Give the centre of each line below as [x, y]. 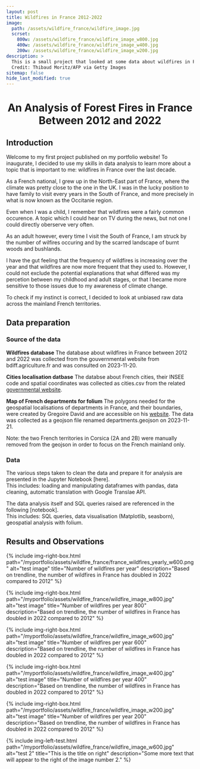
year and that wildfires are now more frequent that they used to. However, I [98, 267]
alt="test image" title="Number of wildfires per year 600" [76, 642]
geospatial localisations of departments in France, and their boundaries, [94, 408]
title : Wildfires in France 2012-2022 [54, 17]
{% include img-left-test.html [42, 740]
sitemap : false [25, 73]
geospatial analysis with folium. [45, 523]
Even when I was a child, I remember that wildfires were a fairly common [95, 212]
